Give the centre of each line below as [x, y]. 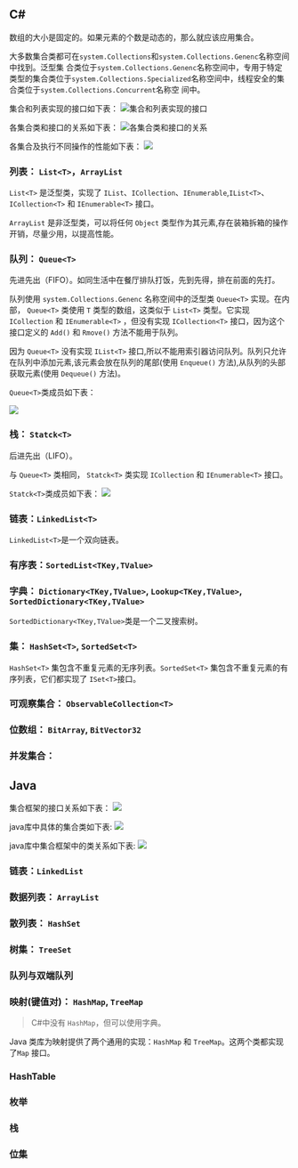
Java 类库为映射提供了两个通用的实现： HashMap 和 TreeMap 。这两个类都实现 [147, 1042]
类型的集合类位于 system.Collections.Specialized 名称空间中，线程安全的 [143, 78]
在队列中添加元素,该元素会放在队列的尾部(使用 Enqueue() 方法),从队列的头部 [148, 362]
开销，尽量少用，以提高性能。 [64, 234]
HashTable [32, 1076]
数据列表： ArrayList [54, 896]
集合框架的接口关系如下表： [60, 808]
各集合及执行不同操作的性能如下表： [76, 146]
